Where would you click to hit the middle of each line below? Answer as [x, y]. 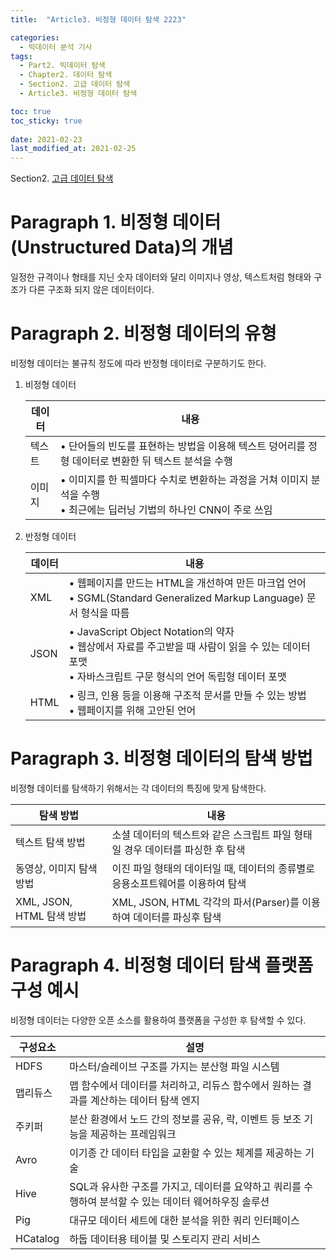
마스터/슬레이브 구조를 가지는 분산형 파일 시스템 [174, 1066]
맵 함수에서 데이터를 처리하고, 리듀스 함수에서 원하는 [184, 1085]
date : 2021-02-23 [46, 139]
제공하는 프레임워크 [133, 1134]
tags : [21, 56]
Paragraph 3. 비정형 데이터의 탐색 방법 [161, 758]
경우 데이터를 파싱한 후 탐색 [184, 849]
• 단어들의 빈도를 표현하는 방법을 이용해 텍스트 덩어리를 [183, 446]
